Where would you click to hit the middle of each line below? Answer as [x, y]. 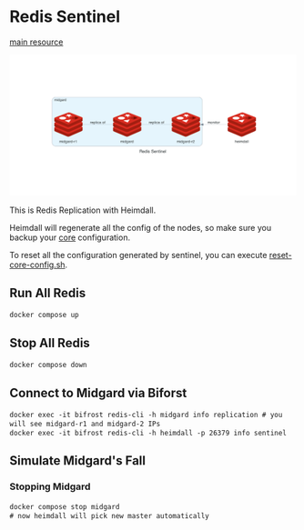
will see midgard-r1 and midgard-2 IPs [85, 424]
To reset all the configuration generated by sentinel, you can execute [138, 255]
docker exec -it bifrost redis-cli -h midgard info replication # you [146, 415]
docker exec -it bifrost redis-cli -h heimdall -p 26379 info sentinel [148, 433]
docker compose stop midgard [65, 506]
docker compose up [44, 315]
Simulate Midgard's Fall [77, 461]
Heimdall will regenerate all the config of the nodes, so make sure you [140, 227]
